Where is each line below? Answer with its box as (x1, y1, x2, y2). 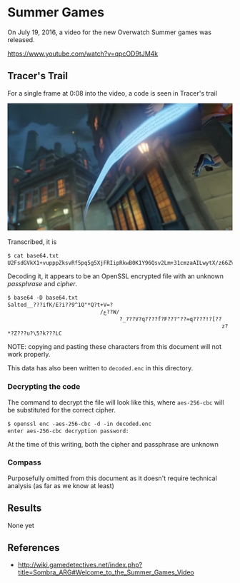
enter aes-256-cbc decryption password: (7, 427, 130, 435)
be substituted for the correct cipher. (7, 405, 116, 414)
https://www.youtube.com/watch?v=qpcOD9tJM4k (7, 49, 159, 58)
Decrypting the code (7, 382, 81, 392)
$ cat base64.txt (7, 253, 59, 260)
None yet (7, 521, 34, 529)
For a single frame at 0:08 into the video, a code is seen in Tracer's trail (7, 88, 218, 97)
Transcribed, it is (7, 238, 57, 246)
